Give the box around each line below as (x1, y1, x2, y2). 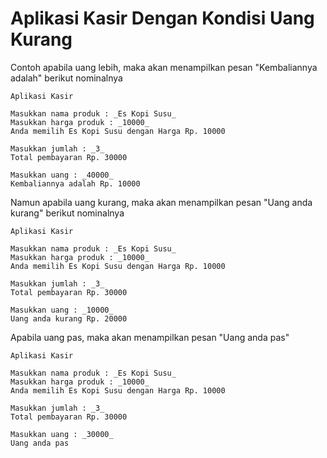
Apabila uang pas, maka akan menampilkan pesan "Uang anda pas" (10, 331, 290, 343)
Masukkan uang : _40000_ (10, 170, 114, 180)
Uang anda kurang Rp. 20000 (10, 313, 128, 324)
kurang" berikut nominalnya (10, 207, 125, 219)
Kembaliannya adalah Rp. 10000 (10, 178, 141, 189)
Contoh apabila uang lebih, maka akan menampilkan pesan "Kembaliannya (10, 61, 318, 73)
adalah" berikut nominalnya (10, 72, 123, 84)
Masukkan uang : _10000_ (10, 305, 114, 315)
